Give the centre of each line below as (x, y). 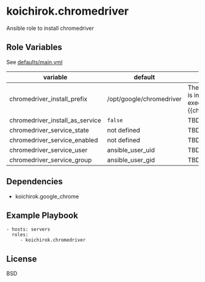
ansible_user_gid (131, 160)
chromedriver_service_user (49, 150)
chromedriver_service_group (51, 160)
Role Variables (34, 47)
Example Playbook (42, 215)
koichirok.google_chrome (47, 196)
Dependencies (34, 182)
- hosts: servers (28, 230)
